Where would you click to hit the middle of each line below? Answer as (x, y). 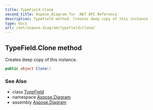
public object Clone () (28, 69)
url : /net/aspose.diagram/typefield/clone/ (50, 28)
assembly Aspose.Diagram (39, 102)
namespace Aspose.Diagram (41, 97)
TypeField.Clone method (43, 48)
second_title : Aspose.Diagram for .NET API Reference (61, 14)
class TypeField (28, 92)
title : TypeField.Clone (29, 10)
